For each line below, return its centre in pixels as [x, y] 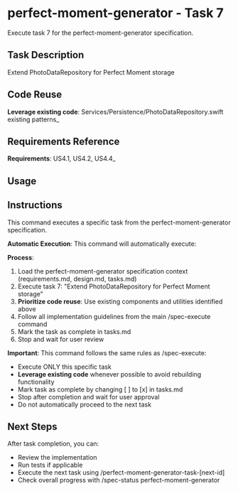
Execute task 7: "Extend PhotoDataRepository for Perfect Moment [114, 286]
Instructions [35, 205]
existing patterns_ [33, 119]
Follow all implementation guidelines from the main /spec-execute [114, 316]
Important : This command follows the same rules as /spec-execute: [107, 352]
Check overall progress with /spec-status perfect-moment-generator [119, 480]
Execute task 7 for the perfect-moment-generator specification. [101, 33]
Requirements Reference [64, 141]
